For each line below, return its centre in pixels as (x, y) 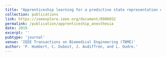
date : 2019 (16, 28)
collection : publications (32, 14)
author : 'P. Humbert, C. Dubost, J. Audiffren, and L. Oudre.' (72, 47)
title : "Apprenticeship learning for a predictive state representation (82, 10)
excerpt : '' (17, 33)
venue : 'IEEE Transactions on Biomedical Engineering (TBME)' (70, 42)
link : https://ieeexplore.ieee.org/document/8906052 (61, 19)
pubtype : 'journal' (25, 38)
